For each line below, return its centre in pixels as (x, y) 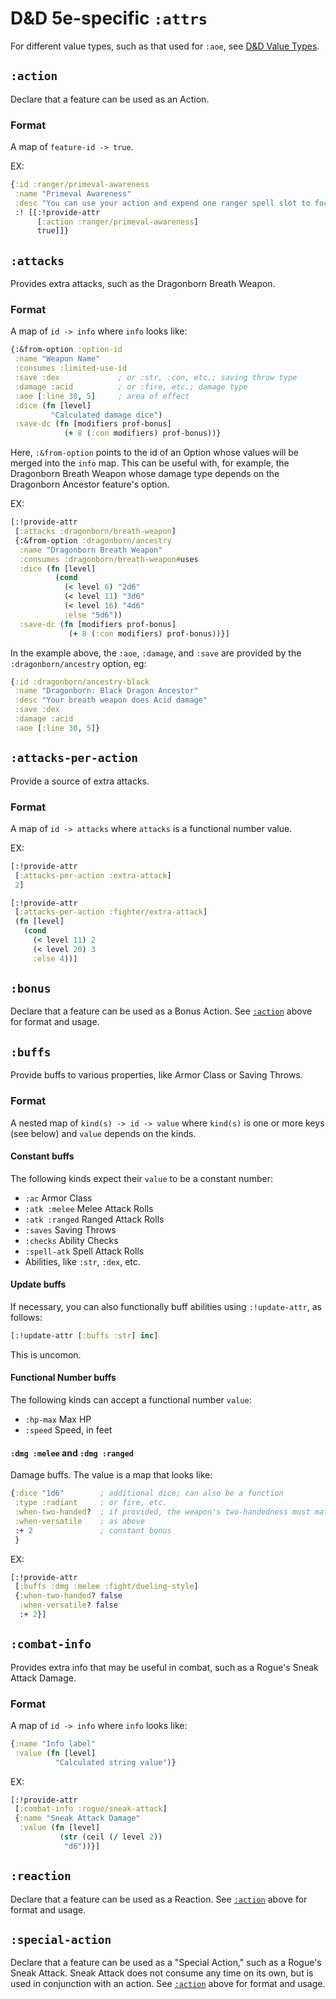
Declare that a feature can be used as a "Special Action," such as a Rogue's (166, 1963)
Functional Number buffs (63, 1378)
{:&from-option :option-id (66, 350)
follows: (26, 1317)
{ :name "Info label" (53, 1743)
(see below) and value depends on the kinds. (103, 1133)
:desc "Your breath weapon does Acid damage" (111, 700)
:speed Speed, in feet (68, 1430)
